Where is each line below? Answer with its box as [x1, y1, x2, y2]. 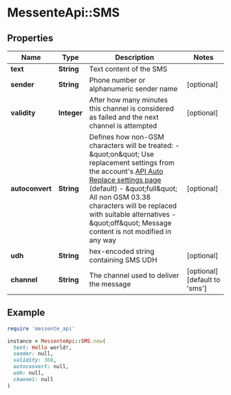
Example [7, 307, 45, 319]
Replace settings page [89, 175, 162, 184]
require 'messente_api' [7, 325, 76, 332]
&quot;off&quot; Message [89, 218, 172, 228]
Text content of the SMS [89, 64, 168, 74]
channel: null [13, 376, 54, 383]
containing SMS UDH [89, 255, 157, 264]
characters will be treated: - [89, 141, 180, 150]
